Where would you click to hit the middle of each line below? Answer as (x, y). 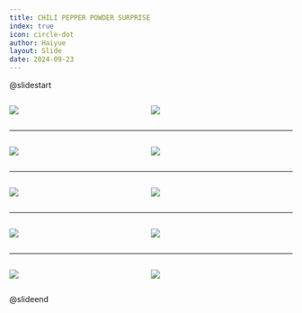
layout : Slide (36, 51)
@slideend (29, 299)
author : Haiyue (38, 43)
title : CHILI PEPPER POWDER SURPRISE (80, 18)
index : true (31, 26)
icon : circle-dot (42, 34)
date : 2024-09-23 (42, 59)
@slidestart (31, 85)
